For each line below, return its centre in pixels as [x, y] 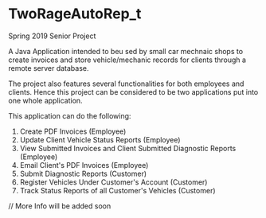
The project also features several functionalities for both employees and [126, 84]
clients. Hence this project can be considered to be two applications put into [133, 91]
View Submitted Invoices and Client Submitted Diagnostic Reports [128, 148]
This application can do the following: [70, 115]
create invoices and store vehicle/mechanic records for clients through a [127, 60]
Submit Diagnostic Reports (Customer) [83, 173]
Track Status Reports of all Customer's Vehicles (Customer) [118, 190]
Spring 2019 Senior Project [52, 36]
